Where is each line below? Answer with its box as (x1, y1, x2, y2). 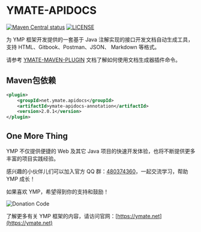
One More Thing (6, 130, 68, 141)
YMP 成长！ (6, 175, 36, 182)
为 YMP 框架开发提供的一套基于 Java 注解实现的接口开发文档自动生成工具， (6, 35, 194, 43)
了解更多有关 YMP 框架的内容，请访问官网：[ (6, 212, 118, 219)
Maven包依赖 (6, 76, 56, 86)
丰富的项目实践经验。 (6, 154, 59, 162)
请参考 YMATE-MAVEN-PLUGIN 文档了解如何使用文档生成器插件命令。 (6, 56, 181, 63)
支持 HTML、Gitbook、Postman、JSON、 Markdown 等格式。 (6, 43, 160, 50)
